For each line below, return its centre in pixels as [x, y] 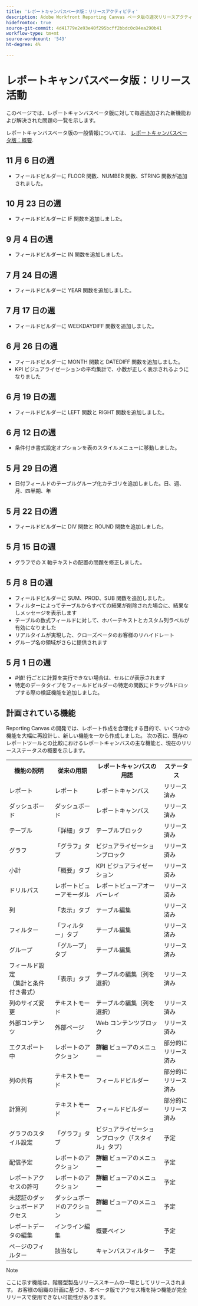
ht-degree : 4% [24, 45]
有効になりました [35, 627]
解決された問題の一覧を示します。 [57, 120]
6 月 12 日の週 [31, 432]
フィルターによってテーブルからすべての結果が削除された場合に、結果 [99, 605]
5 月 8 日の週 [29, 583]
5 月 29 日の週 [32, 468]
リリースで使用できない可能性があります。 [57, 1297]
